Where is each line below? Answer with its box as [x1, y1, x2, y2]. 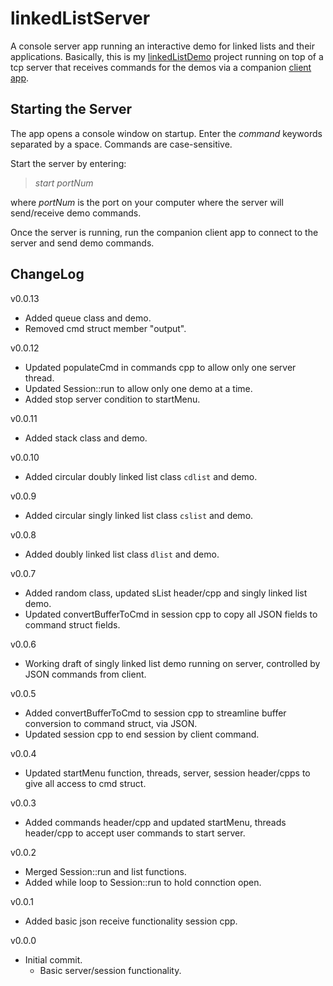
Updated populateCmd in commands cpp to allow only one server [24, 361, 297, 373]
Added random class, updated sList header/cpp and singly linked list [24, 587, 308, 599]
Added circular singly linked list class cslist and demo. [24, 509, 254, 521]
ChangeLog [10, 266, 85, 283]
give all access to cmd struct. [24, 777, 147, 789]
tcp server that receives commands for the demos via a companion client [10, 61, 312, 73]
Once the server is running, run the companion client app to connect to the [10, 226, 319, 238]
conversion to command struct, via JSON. [24, 717, 198, 729]
